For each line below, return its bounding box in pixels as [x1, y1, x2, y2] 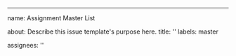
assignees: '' [7, 41, 44, 49]
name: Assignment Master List [7, 14, 96, 22]
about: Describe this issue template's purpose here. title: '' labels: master [7, 27, 219, 36]
